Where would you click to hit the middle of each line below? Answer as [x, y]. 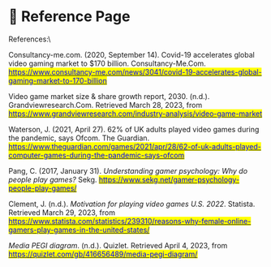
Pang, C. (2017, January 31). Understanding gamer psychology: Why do [128, 170]
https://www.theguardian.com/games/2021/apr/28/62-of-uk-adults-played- [135, 146]
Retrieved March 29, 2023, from [62, 212]
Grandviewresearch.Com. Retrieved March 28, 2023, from [105, 105]
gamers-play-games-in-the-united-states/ [79, 230]
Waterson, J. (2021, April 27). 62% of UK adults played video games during [134, 129]
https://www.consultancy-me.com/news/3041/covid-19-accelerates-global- [135, 71]
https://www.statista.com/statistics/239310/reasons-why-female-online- [130, 221]
